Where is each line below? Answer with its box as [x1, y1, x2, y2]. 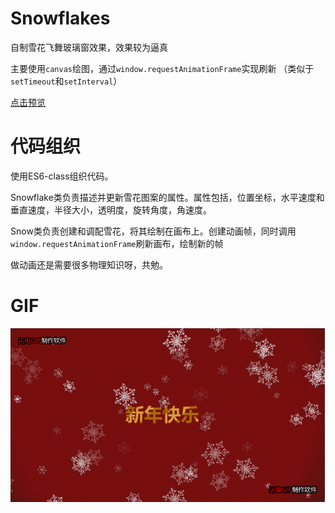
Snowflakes [10, 7, 111, 30]
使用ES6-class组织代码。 [10, 170, 114, 182]
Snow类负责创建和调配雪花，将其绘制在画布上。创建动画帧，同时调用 [10, 225, 297, 237]
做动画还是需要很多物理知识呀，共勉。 [10, 258, 168, 271]
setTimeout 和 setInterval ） [10, 75, 123, 87]
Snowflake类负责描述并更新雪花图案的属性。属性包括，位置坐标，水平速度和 [10, 191, 325, 203]
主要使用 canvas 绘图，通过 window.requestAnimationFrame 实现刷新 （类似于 [10, 62, 315, 74]
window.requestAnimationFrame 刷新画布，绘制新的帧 [10, 237, 224, 249]
